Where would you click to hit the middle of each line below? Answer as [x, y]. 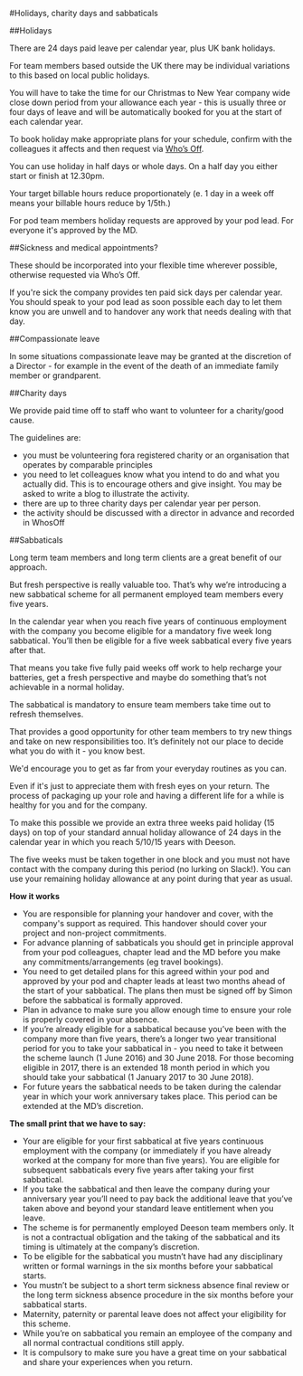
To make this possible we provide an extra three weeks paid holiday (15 [142, 823]
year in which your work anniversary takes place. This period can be [150, 1096]
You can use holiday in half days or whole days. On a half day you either [144, 166]
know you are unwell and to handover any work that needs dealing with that [151, 312]
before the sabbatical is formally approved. [103, 1000]
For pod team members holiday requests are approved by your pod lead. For [151, 220]
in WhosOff [43, 522]
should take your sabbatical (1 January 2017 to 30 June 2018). [138, 1077]
